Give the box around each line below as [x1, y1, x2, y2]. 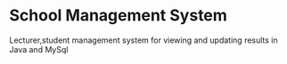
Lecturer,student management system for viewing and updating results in [9, 35, 278, 45]
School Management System [9, 5, 227, 26]
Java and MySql [9, 44, 69, 54]
